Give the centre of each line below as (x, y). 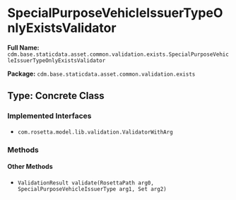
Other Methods (30, 167)
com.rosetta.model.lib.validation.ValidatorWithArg (95, 132)
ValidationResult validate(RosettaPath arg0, (85, 183)
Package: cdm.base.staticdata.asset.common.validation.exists (101, 73)
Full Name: (23, 47)
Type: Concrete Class (56, 96)
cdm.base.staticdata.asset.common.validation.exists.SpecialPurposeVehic (118, 54)
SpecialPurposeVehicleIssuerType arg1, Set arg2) (92, 189)
